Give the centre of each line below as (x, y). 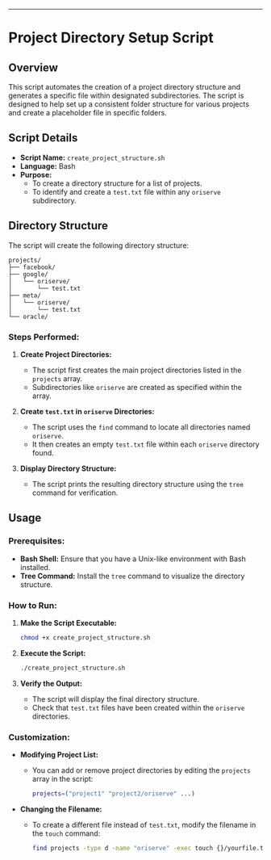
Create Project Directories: (66, 354)
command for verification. (75, 493)
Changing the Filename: (61, 809)
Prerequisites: (37, 541)
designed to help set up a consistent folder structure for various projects (129, 104)
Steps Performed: (44, 337)
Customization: (39, 737)
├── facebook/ (32, 267)
